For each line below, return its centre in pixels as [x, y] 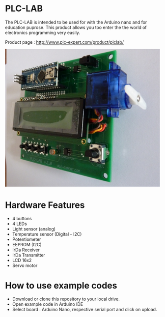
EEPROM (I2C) [27, 245]
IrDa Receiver [26, 250]
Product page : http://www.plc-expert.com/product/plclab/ [65, 42]
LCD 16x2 [22, 260]
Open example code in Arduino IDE [48, 304]
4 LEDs [19, 224]
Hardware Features [45, 205]
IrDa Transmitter [29, 255]
